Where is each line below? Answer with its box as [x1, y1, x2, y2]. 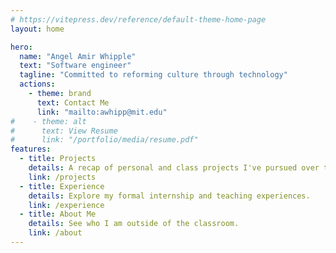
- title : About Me [19, 209, 97, 220]
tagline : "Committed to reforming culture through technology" [19, 70, 288, 80]
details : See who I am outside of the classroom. [28, 219, 240, 229]
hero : [10, 42, 33, 52]
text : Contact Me [36, 97, 110, 108]
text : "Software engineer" [19, 61, 132, 71]
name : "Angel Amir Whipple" [19, 51, 137, 61]
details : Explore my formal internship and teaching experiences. [28, 191, 311, 201]
